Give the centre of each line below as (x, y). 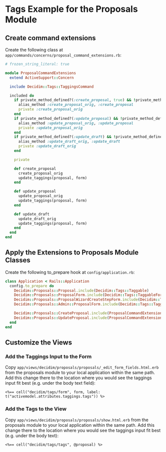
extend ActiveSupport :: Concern (42, 78)
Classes (18, 260)
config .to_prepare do (32, 286)
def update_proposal (35, 192)
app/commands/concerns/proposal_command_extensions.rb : (63, 55)
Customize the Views (39, 342)
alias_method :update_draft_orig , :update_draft (69, 142)
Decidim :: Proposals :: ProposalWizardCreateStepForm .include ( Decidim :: (87, 300)
